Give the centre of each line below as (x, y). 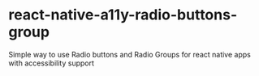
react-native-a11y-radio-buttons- (123, 15)
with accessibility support (52, 63)
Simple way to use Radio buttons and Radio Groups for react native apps (130, 54)
